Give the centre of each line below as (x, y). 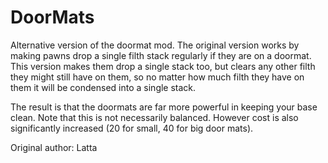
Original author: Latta (54, 147)
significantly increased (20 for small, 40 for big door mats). (132, 128)
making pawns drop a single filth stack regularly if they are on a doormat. (161, 55)
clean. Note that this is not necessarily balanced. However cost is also (154, 117)
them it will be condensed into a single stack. (103, 87)
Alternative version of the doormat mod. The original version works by (155, 45)
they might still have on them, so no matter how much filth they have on (157, 77)
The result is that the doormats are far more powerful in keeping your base (164, 107)
